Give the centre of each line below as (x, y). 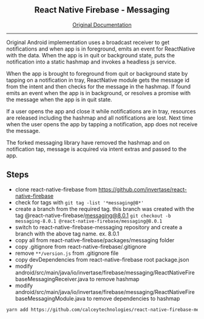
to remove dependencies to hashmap (134, 298)
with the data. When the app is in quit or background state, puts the (90, 55)
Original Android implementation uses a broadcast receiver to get (88, 42)
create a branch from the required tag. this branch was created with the (104, 209)
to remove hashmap (114, 279)
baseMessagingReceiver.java (52, 279)
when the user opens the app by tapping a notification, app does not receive (102, 124)
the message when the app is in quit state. (59, 99)
